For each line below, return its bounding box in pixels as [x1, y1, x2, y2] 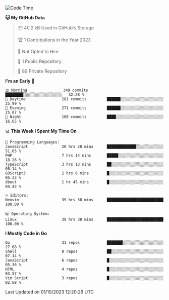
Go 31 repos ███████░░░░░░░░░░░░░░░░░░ [5, 240, 164, 245]
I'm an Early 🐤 [5, 78, 35, 84]
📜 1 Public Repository [17, 58, 62, 64]
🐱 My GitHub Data [5, 15, 45, 20]
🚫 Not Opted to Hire [17, 49, 59, 54]
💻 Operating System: [5, 211, 50, 216]
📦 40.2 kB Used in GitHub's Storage [17, 25, 94, 30]
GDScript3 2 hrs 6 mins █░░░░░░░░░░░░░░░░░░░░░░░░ [5, 171, 164, 176]
